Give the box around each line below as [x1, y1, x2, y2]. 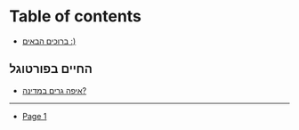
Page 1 [21, 110, 47, 121]
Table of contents [9, 6, 142, 27]
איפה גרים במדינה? [21, 85, 87, 95]
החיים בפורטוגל [9, 61, 93, 77]
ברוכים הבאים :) [21, 36, 77, 46]
